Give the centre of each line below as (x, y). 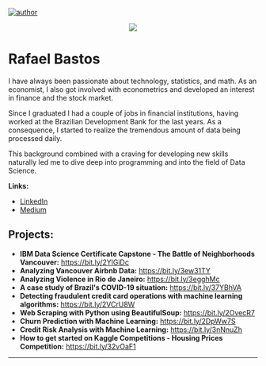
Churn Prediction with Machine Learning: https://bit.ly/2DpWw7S (127, 321)
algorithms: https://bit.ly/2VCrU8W (77, 304)
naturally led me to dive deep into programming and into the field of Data (127, 162)
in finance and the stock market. (61, 97)
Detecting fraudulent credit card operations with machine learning (131, 295)
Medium (33, 209)
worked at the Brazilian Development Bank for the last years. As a (115, 121)
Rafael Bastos (54, 59)
